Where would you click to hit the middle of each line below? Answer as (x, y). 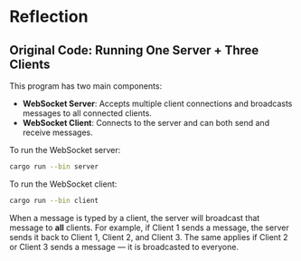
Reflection (49, 17)
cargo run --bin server (54, 167)
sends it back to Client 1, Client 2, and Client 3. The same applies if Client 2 (149, 237)
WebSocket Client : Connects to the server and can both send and (146, 123)
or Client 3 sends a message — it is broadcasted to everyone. (124, 246)
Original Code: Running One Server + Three (134, 50)
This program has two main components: (86, 86)
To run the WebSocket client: (63, 184)
